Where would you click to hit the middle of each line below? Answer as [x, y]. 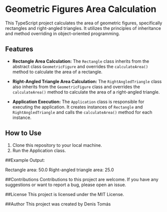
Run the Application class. [39, 150]
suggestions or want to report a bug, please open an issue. [66, 185]
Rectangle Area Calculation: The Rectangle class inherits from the [81, 61]
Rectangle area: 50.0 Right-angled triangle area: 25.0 [60, 170]
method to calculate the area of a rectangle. [57, 72]
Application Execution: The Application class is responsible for [78, 102]
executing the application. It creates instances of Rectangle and [78, 107]
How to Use [23, 133]
